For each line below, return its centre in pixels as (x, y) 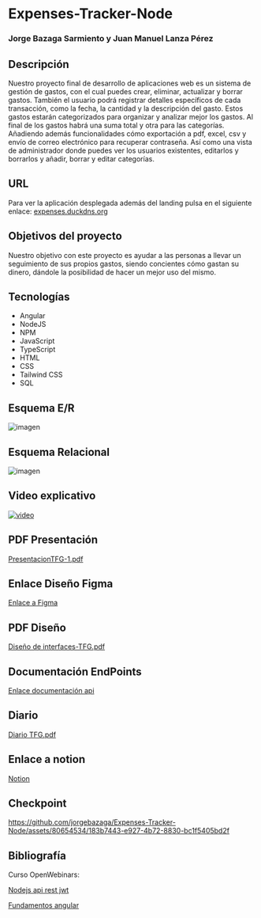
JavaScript (37, 341)
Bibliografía (37, 855)
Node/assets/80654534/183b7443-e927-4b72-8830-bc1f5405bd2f (119, 831)
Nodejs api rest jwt (39, 890)
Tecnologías (39, 296)
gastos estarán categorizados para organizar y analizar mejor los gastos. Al (131, 116)
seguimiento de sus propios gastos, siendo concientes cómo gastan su (123, 264)
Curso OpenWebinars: (44, 874)
